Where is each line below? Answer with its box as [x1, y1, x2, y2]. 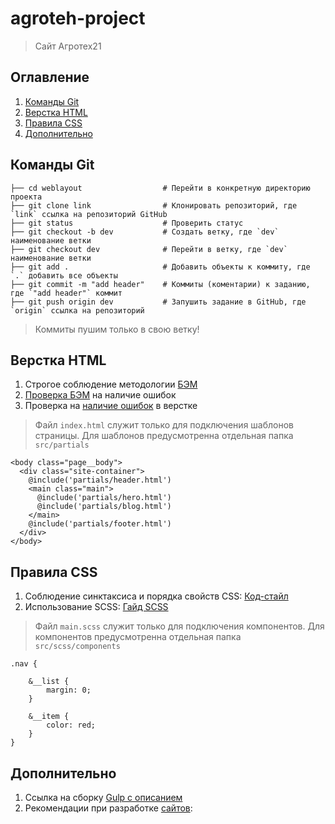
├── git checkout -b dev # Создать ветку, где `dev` [10, 227, 280, 237]
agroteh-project [10, 7, 146, 30]
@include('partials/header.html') [28, 475, 172, 486]
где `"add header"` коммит [10, 288, 123, 298]
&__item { [28, 712, 70, 722]
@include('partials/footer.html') [28, 519, 172, 529]
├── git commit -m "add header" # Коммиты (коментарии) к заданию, [10, 279, 311, 289]
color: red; [46, 720, 97, 731]
